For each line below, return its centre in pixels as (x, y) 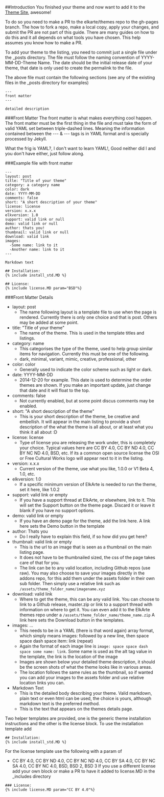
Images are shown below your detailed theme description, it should (87, 662)
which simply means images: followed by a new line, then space (84, 636)
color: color (24, 364)
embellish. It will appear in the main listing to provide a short (80, 422)
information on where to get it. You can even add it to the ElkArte (85, 610)
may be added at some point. (49, 322)
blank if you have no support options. (57, 510)
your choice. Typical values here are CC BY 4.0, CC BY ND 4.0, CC (87, 448)
